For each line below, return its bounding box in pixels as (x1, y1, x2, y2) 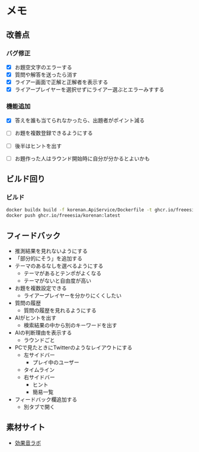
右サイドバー (23, 374, 55, 381)
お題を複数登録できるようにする (14, 129, 93, 137)
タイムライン (23, 366, 55, 373)
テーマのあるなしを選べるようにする (14, 262, 104, 269)
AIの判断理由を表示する (14, 329, 72, 336)
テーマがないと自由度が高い (23, 277, 92, 284)
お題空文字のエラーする (14, 64, 72, 71)
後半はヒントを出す (14, 142, 62, 149)
